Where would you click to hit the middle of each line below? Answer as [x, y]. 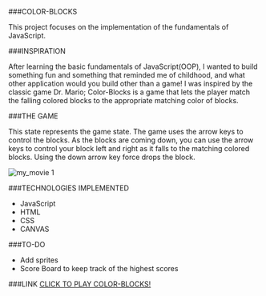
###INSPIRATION [37, 51]
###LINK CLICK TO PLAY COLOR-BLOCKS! [80, 284]
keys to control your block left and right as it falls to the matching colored [129, 148]
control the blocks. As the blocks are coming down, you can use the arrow [131, 140]
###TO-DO [27, 244]
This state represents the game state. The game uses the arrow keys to [126, 132]
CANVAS [34, 229]
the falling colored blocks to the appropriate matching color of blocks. [123, 100]
